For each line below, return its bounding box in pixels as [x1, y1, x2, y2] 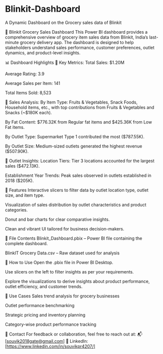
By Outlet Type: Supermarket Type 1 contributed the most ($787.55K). [5, 133, 145, 140]
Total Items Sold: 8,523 [5, 89, 52, 96]
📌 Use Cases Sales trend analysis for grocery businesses [5, 293, 120, 299]
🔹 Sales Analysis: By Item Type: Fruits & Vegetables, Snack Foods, [5, 99, 138, 105]
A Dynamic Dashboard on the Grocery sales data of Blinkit [5, 20, 122, 25]
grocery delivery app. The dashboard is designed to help [19, 39, 134, 45]
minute [5, 39, 19, 45]
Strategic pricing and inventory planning [5, 312, 86, 318]
